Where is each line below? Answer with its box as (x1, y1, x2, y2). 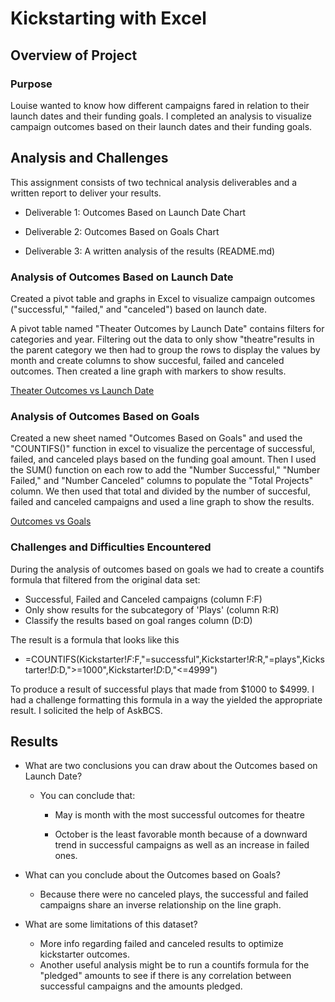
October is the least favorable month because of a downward (54, 828, 308, 841)
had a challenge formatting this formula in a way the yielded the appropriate (10, 693, 323, 706)
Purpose (10, 77, 53, 91)
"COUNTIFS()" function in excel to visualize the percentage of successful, (10, 443, 316, 455)
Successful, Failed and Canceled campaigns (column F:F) (24, 593, 263, 605)
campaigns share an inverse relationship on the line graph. (39, 899, 282, 911)
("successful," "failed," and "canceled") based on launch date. (10, 303, 268, 315)
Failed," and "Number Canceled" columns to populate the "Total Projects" (10, 475, 314, 487)
